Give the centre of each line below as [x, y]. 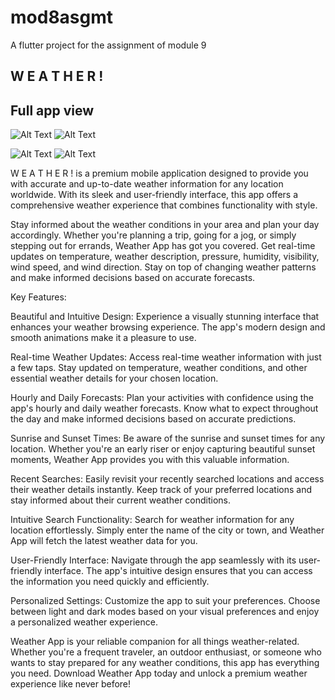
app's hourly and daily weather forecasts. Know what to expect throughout [164, 408]
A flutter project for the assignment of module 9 [108, 45]
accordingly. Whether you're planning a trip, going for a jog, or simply [153, 235]
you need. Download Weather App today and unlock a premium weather [159, 673]
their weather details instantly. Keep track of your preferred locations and [161, 490]
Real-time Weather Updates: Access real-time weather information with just [166, 357]
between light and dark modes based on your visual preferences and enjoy [165, 612]
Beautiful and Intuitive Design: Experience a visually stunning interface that [165, 317]
